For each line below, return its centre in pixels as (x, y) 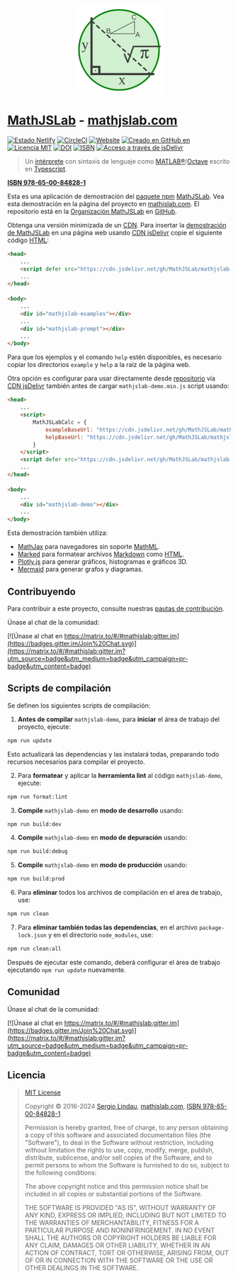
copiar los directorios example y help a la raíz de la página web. (99, 365)
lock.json (32, 936)
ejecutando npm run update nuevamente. (67, 970)
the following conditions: (61, 1172)
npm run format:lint (38, 797)
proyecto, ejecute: (44, 726)
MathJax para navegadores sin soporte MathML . (89, 547)
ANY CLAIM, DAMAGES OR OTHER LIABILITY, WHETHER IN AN (117, 1245)
